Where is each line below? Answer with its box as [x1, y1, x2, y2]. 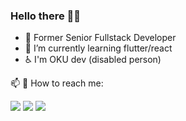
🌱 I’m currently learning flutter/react [24, 42, 173, 54]
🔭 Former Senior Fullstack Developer [24, 32, 177, 44]
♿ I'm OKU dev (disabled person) [24, 54, 162, 66]
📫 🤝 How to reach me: [10, 77, 104, 89]
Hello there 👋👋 [10, 9, 82, 23]
